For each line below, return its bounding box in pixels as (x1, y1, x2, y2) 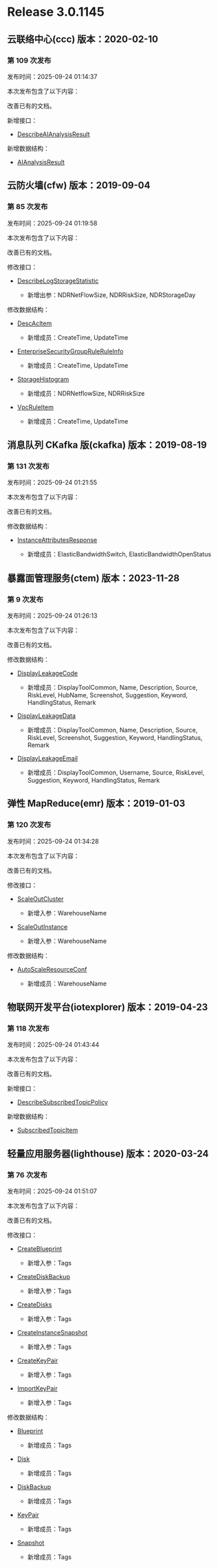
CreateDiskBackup (17, 1273, 70, 1281)
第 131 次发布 (7, 461, 50, 471)
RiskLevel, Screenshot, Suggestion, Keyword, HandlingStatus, (27, 733, 203, 741)
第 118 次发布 (7, 1023, 50, 1033)
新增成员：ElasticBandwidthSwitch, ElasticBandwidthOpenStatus (27, 550, 212, 558)
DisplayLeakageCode (17, 668, 78, 677)
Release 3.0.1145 (7, 4, 105, 20)
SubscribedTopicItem (17, 1126, 78, 1135)
